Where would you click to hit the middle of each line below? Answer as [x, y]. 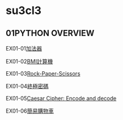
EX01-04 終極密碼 [27, 86]
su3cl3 [24, 11]
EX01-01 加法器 [24, 48]
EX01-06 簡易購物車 [30, 111]
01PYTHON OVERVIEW [50, 33]
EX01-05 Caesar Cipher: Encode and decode [61, 98]
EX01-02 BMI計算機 [29, 61]
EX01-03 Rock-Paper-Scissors [43, 73]
